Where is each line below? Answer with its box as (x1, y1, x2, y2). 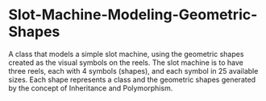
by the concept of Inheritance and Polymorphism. (8, 83, 173, 93)
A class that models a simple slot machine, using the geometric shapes (8, 49, 244, 59)
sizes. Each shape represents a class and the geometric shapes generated (8, 75, 256, 84)
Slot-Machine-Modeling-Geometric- (8, 6, 258, 24)
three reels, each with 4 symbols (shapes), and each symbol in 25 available (8, 66, 259, 75)
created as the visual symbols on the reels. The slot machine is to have (8, 58, 243, 67)
